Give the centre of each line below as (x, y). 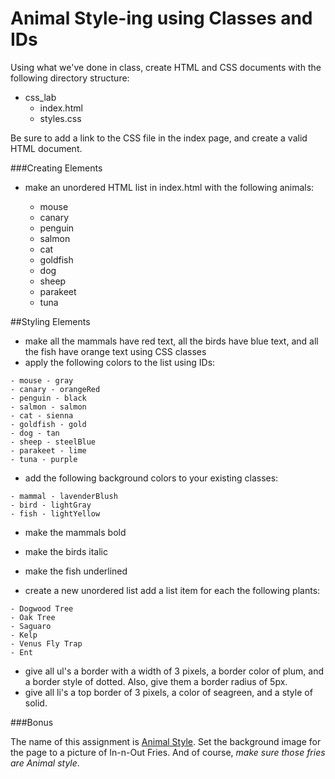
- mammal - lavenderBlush (64, 496)
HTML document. (46, 148)
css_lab (40, 97)
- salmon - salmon (48, 407)
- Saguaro (31, 626)
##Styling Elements (50, 321)
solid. (36, 703)
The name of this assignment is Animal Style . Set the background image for (166, 741)
